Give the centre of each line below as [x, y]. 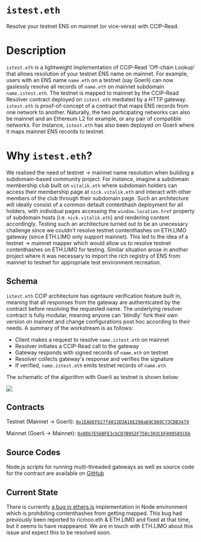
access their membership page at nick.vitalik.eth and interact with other [99, 191]
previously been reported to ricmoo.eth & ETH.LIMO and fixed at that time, [98, 520]
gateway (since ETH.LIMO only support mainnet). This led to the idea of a [97, 237]
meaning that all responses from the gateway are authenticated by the [93, 302]
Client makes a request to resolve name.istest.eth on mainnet [92, 339]
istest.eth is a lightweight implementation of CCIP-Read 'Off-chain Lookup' [101, 67]
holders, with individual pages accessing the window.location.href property [100, 211]
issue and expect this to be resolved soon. [59, 532]
